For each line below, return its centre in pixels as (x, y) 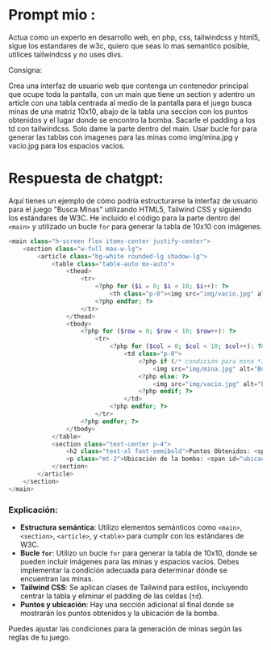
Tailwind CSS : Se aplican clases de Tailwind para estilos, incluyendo (134, 587)
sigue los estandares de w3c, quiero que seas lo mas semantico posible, (129, 45)
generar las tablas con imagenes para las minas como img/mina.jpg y (124, 137)
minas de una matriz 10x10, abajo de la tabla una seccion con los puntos (128, 111)
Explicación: (33, 510)
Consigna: (25, 69)
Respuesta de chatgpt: (86, 178)
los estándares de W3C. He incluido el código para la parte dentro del (124, 218)
